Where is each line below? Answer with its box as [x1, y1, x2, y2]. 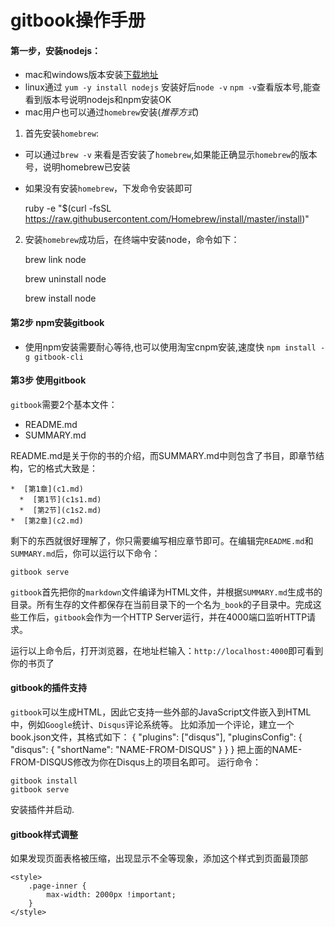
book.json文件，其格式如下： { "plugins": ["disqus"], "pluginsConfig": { [10, 731, 303, 743]
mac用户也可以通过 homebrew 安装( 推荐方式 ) [24, 106, 200, 118]
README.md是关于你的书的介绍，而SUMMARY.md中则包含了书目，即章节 [10, 449, 317, 461]
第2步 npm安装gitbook [10, 316, 105, 328]
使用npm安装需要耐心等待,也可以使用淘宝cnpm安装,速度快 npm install [24, 341, 317, 353]
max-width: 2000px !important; [46, 890, 177, 900]
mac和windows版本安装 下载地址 [24, 69, 159, 81]
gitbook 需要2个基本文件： [10, 398, 118, 410]
